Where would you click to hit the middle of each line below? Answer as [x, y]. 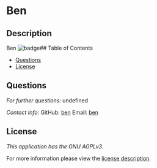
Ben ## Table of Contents [50, 48]
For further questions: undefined [47, 100]
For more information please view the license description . [79, 158]
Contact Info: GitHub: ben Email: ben [53, 112]
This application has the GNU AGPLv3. [55, 146]
